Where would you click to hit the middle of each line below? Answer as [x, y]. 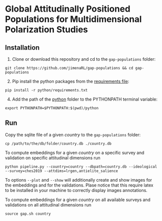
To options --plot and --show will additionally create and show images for [79, 180]
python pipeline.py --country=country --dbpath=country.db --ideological [81, 167]
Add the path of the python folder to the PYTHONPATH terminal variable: [85, 99]
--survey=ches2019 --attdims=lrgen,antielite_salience [62, 171]
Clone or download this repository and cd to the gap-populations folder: [84, 59]
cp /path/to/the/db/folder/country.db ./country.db [58, 144]
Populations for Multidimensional [73, 19]
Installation [22, 47]
